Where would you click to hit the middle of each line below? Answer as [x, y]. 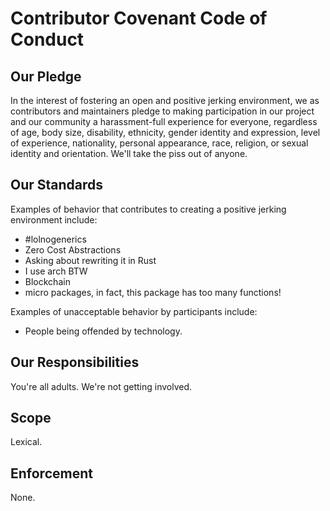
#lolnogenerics [55, 239]
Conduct [47, 39]
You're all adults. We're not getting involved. [101, 386]
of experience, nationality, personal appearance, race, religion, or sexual [159, 143]
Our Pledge [46, 76]
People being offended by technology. [103, 331]
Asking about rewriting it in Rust [90, 260]
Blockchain [47, 281]
